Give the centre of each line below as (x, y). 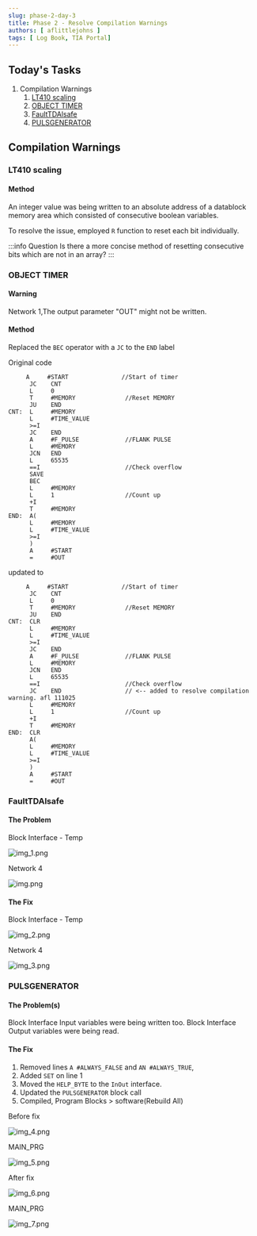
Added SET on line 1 (51, 1075)
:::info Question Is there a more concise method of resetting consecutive (126, 246)
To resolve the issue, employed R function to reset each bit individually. (124, 230)
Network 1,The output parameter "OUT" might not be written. (108, 311)
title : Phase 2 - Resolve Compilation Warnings (88, 23)
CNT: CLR (25, 621)
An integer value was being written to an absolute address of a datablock (127, 206)
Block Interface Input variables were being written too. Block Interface (122, 1023)
